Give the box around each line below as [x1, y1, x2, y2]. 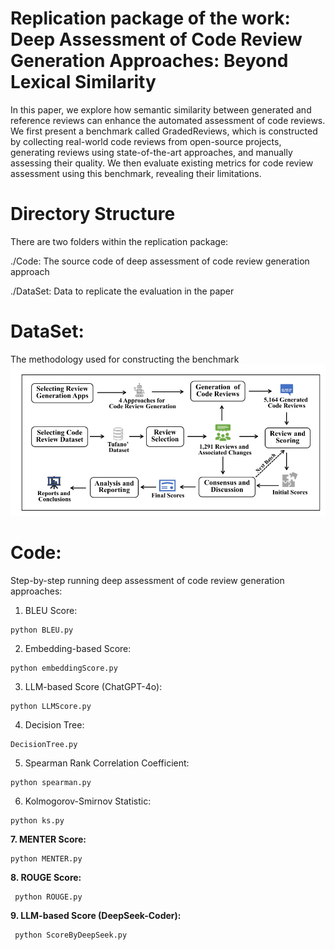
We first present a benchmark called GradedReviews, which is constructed [10, 125, 318, 137]
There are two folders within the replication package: [10, 235, 229, 247]
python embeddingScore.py [10, 663, 118, 673]
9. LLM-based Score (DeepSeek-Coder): [10, 909, 182, 921]
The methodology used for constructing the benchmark [10, 353, 240, 365]
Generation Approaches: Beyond [10, 50, 289, 72]
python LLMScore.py [10, 701, 92, 711]
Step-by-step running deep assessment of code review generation [10, 574, 285, 586]
